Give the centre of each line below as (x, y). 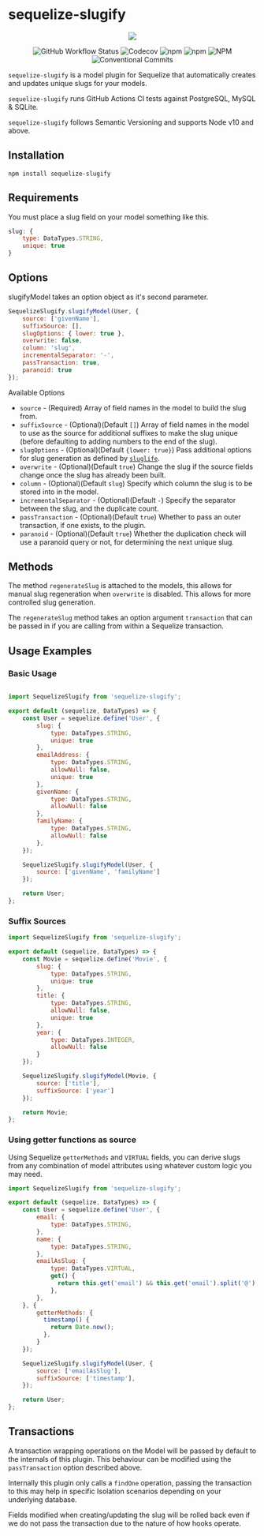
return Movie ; (45, 1112)
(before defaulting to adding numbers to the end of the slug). (119, 441)
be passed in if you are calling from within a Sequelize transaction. (116, 626)
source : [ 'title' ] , (69, 1083)
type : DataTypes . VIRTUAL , (93, 1268)
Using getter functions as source (72, 1140)
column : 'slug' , (49, 348)
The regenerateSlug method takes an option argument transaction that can (130, 618)
